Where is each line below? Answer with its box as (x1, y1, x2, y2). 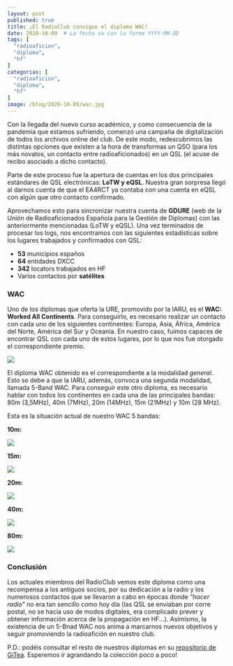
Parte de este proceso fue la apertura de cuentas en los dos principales (7, 170, 213, 179)
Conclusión (7, 562, 47, 572)
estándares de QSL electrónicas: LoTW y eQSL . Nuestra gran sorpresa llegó (7, 178, 226, 186)
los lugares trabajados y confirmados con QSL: (7, 236, 142, 244)
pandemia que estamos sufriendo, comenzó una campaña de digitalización (7, 127, 223, 136)
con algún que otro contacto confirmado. (7, 192, 126, 201)
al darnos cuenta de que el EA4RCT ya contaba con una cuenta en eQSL (7, 186, 216, 194)
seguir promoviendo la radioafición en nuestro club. (7, 630, 156, 638)
